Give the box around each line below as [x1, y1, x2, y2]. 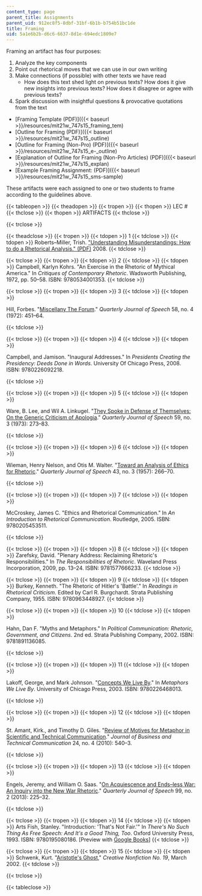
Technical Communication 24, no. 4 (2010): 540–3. [6, 740, 132, 747]
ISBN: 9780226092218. [6, 366, 64, 373]
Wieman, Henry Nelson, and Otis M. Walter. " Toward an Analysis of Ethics [6, 462, 189, 469]
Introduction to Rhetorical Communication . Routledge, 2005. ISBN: [6, 516, 171, 523]
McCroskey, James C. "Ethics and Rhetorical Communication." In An [6, 509, 176, 517]
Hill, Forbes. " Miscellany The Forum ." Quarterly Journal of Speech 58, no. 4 [6, 306, 194, 313]
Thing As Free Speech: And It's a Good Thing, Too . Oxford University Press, [6, 830, 194, 837]
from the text [14, 104, 47, 111]
